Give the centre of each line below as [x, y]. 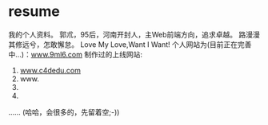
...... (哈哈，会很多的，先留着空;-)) [64, 112]
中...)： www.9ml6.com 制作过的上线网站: [75, 54]
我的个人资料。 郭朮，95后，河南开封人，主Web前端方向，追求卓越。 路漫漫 [134, 34]
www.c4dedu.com [50, 70]
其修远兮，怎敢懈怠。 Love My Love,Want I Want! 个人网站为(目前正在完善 [130, 44]
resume [34, 12]
